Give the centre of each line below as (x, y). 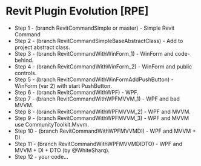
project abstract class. (42, 47)
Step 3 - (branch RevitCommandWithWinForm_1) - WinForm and (94, 53)
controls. (25, 73)
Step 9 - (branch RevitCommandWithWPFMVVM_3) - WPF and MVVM (101, 118)
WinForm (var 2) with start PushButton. (63, 85)
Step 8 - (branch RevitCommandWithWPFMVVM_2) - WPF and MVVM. (103, 111)
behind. (24, 60)
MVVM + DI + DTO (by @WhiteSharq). (62, 150)
